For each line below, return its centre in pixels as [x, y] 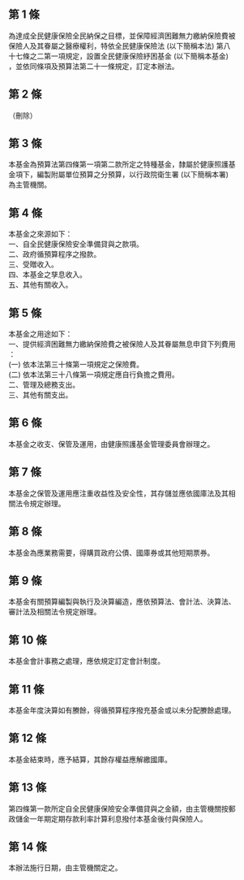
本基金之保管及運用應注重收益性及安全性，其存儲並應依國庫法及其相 [122, 493]
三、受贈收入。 [33, 264]
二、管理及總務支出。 [44, 385]
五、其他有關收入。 [41, 285]
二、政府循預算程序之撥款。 [55, 254]
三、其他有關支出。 [41, 395]
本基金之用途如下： [41, 334]
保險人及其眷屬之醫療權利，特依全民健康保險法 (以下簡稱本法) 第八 [120, 46]
